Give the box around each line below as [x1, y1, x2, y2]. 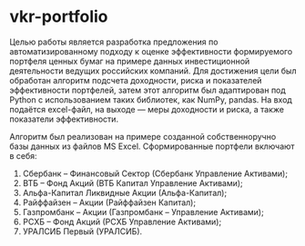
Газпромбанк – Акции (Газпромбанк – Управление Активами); [22, 206, 264, 217]
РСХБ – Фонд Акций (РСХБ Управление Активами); [22, 216, 222, 227]
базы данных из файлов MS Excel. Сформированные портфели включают [9, 141, 295, 152]
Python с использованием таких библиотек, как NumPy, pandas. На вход [9, 93, 293, 105]
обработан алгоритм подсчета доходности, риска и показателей [9, 74, 262, 85]
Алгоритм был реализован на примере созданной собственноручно [9, 131, 277, 142]
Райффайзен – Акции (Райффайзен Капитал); [22, 197, 197, 208]
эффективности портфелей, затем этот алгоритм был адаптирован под [9, 84, 287, 95]
